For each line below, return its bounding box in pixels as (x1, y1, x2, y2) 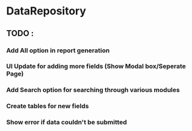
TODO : (6, 28, 34, 38)
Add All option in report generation (6, 46, 110, 55)
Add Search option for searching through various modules (6, 86, 180, 94)
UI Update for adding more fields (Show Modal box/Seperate (6, 62, 187, 70)
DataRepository (6, 4, 86, 18)
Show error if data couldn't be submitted (6, 118, 128, 127)
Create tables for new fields (6, 102, 89, 111)
